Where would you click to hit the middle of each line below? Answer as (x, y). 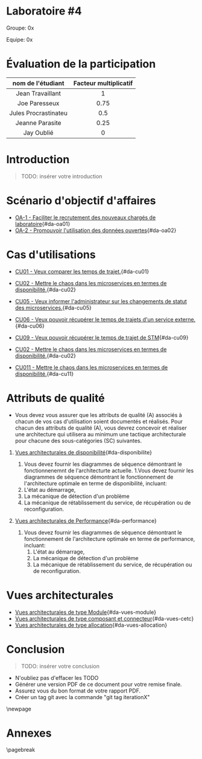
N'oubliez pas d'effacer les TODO (57, 677)
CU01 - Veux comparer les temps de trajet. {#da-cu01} (82, 271)
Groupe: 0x (20, 28)
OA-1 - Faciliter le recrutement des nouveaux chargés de (85, 217)
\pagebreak (21, 750)
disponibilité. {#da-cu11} (44, 373)
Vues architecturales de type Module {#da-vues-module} (86, 612)
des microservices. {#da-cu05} (53, 308)
